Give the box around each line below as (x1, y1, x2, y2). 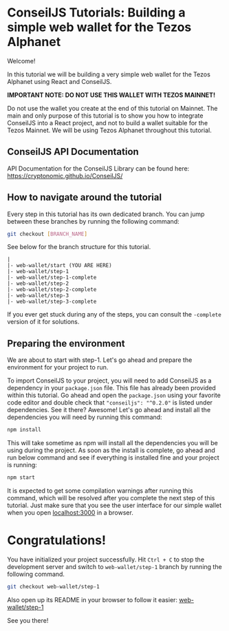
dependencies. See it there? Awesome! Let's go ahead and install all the (7, 406, 211, 414)
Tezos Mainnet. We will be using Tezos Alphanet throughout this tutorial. (7, 126, 212, 134)
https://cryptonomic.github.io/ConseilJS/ (7, 171, 123, 180)
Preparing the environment (7, 337, 125, 349)
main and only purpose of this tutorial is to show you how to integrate (7, 111, 204, 120)
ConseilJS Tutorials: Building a (7, 5, 186, 21)
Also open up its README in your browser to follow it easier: (7, 595, 177, 603)
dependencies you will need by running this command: (7, 413, 163, 421)
